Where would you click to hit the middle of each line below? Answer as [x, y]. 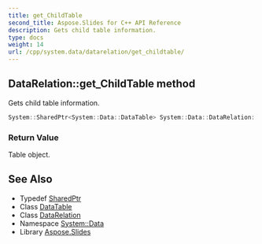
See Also [30, 179]
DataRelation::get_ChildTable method [102, 84]
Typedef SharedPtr [50, 198]
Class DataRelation [50, 215]
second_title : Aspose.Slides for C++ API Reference [94, 23]
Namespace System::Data [62, 223]
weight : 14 [26, 45]
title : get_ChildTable [45, 15]
